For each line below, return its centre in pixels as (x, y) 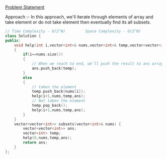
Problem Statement (25, 7)
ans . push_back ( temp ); (54, 68)
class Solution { (23, 36)
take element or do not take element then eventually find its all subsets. (78, 22)
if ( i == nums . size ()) (43, 54)
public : (13, 40)
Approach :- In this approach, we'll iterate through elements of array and (79, 17)
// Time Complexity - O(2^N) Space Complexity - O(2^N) (73, 31)
